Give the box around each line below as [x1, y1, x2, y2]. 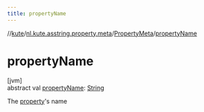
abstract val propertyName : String [7, 84, 105, 92]
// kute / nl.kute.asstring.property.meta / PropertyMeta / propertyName [7, 29, 197, 37]
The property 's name [7, 97, 68, 105]
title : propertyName [7, 10, 67, 17]
